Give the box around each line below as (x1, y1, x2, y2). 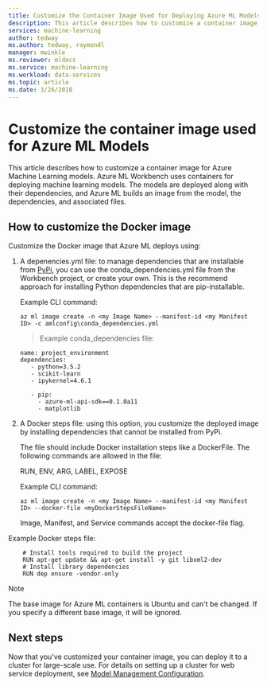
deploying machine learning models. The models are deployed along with (8, 180, 249, 189)
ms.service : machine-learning (8, 64, 109, 72)
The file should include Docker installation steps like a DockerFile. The (19, 442, 250, 452)
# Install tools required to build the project (22, 549, 183, 557)
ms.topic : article (8, 78, 69, 86)
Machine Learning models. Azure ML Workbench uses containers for (8, 172, 234, 181)
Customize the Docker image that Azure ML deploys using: (8, 241, 201, 251)
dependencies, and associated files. (8, 197, 127, 207)
